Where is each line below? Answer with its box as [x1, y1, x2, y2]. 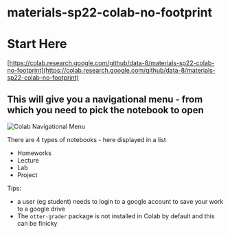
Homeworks [16, 149, 51, 157]
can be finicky [16, 219, 58, 227]
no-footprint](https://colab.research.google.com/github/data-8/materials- [7, 67, 216, 75]
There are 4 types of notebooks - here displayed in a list [7, 135, 166, 143]
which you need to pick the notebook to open [7, 104, 204, 116]
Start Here [7, 36, 67, 52]
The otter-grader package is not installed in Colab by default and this [16, 211, 215, 220]
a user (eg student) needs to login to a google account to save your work [16, 197, 224, 205]
